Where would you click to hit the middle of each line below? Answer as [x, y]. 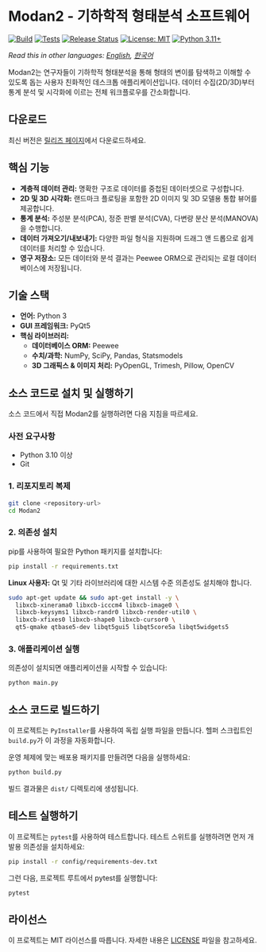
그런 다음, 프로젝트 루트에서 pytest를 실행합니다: [83, 878]
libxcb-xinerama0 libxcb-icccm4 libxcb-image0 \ [97, 605]
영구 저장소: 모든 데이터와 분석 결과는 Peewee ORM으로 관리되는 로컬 [127, 258]
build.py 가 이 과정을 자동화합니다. [62, 740]
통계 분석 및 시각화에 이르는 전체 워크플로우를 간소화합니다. [99, 91]
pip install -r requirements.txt [64, 566]
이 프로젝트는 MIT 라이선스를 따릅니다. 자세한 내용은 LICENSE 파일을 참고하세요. [133, 940]
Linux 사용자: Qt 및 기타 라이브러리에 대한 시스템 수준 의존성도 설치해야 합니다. [130, 582]
